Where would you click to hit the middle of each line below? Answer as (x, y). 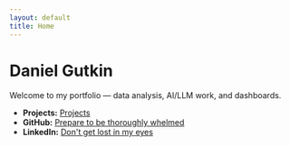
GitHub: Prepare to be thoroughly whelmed (103, 123)
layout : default (40, 18)
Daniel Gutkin (61, 71)
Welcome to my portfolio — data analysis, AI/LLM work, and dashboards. (145, 96)
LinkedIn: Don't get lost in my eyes (88, 132)
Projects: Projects (56, 113)
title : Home (32, 26)
